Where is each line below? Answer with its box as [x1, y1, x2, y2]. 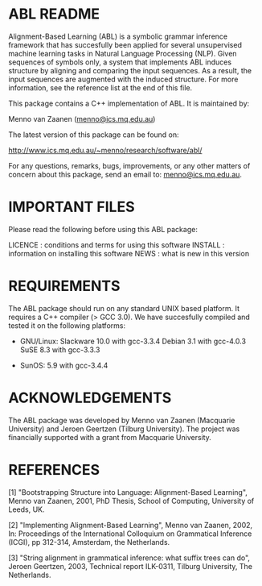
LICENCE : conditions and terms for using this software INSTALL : [8, 239, 225, 250]
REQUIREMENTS [8, 277, 121, 295]
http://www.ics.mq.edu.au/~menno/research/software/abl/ [8, 145, 203, 155]
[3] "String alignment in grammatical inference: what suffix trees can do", [8, 553, 251, 563]
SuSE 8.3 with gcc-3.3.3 [19, 344, 100, 355]
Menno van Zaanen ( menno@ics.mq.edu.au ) [8, 114, 156, 123]
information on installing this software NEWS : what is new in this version [8, 248, 250, 258]
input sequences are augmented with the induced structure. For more [8, 74, 239, 84]
